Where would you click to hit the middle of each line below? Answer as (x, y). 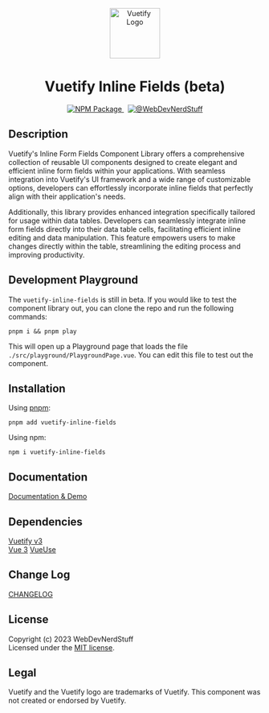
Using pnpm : (29, 408)
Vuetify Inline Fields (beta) (135, 87)
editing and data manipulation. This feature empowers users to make (122, 237)
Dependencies (45, 522)
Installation (37, 388)
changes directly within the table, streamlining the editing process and (124, 246)
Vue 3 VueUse (32, 550)
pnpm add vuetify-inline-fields (62, 422)
